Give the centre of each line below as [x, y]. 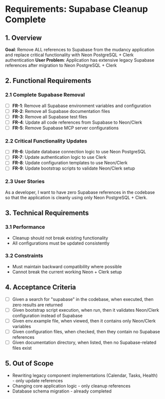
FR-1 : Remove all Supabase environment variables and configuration [82, 106]
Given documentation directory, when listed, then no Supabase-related [84, 342]
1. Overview [23, 38]
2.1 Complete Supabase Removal [45, 95]
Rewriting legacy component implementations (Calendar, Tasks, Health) [85, 375]
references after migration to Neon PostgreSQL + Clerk [61, 65]
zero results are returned [37, 305]
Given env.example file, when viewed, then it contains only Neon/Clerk [84, 321]
